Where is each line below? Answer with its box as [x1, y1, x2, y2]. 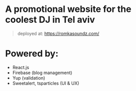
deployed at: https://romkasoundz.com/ [17, 30, 99, 36]
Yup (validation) [12, 75, 45, 81]
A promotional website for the [5, 3, 131, 15]
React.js [12, 64, 29, 70]
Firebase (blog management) [12, 70, 72, 76]
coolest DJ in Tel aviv [5, 14, 95, 25]
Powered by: [5, 48, 58, 59]
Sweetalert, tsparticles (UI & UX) [12, 80, 79, 86]
